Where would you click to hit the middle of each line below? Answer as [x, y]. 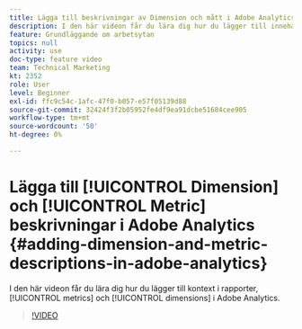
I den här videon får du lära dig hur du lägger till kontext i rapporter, [134, 288]
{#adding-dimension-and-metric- [139, 245]
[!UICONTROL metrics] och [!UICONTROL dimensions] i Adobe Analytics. [145, 298]
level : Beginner [40, 93]
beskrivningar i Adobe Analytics [132, 225]
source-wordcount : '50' [54, 127]
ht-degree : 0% [36, 135]
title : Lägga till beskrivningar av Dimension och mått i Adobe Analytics [152, 18]
